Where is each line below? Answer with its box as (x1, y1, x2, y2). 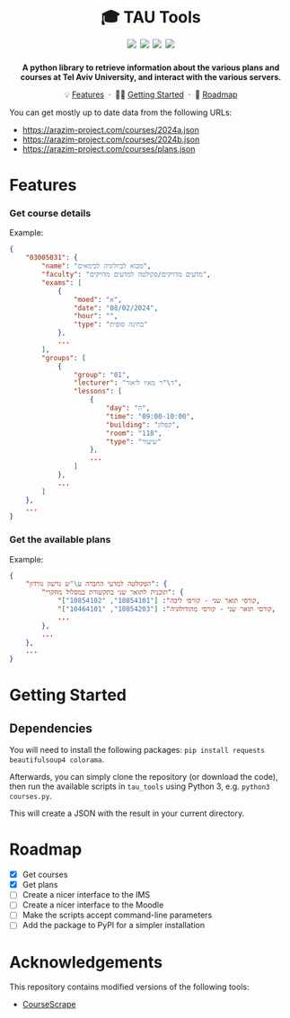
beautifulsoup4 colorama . (9, 754, 105, 765)
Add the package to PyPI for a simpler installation (22, 920, 205, 931)
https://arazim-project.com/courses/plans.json (22, 143, 196, 154)
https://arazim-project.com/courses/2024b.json (22, 134, 200, 145)
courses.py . (9, 791, 52, 801)
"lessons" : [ (73, 387, 123, 396)
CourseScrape (22, 999, 76, 1010)
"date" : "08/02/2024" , (73, 303, 159, 313)
